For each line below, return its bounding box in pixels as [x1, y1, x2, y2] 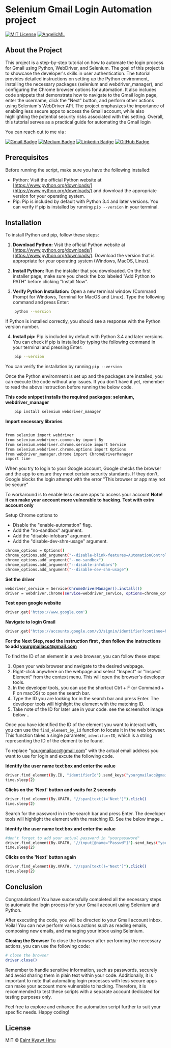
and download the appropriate [93, 187, 157, 194]
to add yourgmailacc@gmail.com [5, 643, 77, 649]
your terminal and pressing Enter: [12, 344, 83, 350]
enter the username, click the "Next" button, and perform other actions [5, 97, 154, 103]
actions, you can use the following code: [5, 943, 90, 949]
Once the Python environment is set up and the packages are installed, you [5, 373, 163, 379]
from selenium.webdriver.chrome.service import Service [5, 442, 126, 447]
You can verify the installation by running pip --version [5, 364, 122, 370]
